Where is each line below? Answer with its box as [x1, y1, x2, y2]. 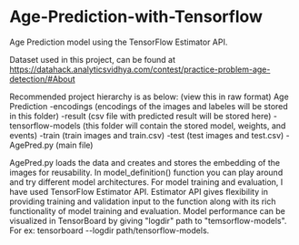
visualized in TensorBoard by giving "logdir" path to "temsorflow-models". [9, 215, 287, 226]
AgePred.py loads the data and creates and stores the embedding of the [9, 157, 280, 168]
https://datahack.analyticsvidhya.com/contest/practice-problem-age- [9, 64, 271, 75]
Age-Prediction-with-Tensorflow [9, 6, 264, 27]
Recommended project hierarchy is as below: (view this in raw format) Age [9, 91, 289, 102]
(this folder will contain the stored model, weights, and [82, 120, 286, 131]
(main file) [55, 139, 94, 150]
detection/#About [9, 73, 75, 84]
